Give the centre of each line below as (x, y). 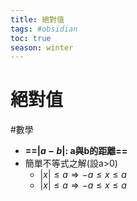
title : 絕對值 (37, 19)
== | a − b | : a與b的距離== (76, 151)
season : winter (42, 47)
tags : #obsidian (44, 29)
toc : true (31, 38)
